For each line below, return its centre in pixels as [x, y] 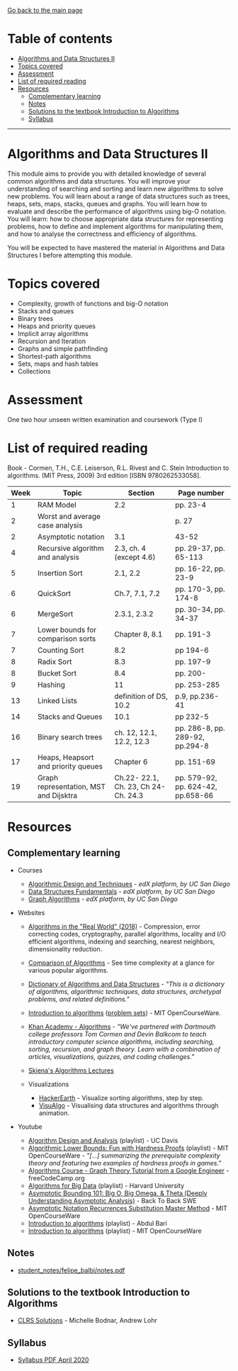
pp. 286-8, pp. [200, 728]
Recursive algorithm [71, 548]
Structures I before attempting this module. [70, 255]
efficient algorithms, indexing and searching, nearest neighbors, [121, 941]
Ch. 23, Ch [132, 786]
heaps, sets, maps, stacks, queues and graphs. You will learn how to [107, 203]
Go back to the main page [45, 10]
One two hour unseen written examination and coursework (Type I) [105, 419]
